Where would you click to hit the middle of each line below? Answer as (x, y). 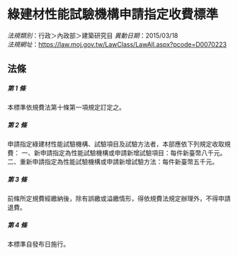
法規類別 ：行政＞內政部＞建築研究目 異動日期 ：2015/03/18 (93, 35)
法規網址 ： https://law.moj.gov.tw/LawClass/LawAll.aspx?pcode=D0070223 (117, 44)
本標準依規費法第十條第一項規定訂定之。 (66, 108)
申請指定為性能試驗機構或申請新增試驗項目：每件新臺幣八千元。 (133, 153)
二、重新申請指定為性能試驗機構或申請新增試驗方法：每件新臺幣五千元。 (113, 162)
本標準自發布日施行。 (38, 244)
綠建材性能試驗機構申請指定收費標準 (113, 15)
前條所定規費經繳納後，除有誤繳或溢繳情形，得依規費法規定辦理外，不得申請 (119, 198)
